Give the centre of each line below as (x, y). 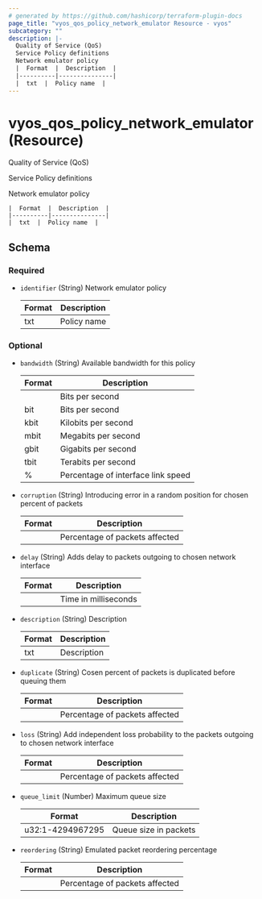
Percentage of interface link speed (125, 475)
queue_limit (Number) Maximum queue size (93, 797)
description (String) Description (73, 619)
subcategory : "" (35, 31)
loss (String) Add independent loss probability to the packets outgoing (137, 735)
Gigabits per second (98, 449)
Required (27, 270)
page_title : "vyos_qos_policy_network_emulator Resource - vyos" (120, 23)
